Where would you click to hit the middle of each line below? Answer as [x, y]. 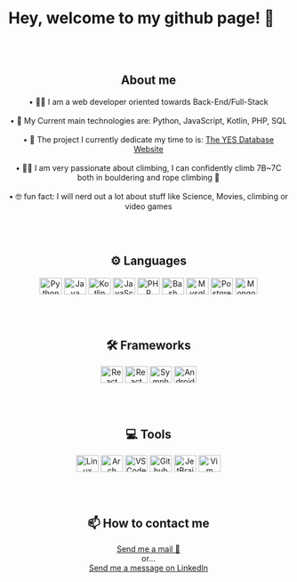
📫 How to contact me [148, 523]
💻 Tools [148, 434]
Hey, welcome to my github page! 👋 [141, 18]
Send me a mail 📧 [148, 549]
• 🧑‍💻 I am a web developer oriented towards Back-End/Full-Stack [148, 101]
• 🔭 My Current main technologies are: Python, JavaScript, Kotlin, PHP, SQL [148, 120]
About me [148, 81]
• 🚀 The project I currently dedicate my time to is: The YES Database [148, 139]
